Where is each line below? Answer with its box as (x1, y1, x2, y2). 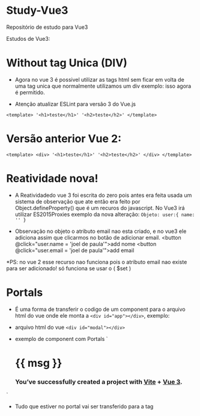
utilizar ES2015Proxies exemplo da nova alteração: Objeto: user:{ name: (14, 211, 195, 218)
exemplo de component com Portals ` (14, 335, 108, 342)
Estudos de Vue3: (6, 35, 50, 42)
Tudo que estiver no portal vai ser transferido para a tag (14, 403, 154, 410)
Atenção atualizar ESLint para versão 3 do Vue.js (14, 100, 136, 107)
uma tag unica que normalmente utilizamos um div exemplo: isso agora (14, 82, 192, 89)
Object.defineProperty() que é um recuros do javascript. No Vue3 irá (14, 204, 185, 211)
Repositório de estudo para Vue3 (6, 23, 88, 31)
